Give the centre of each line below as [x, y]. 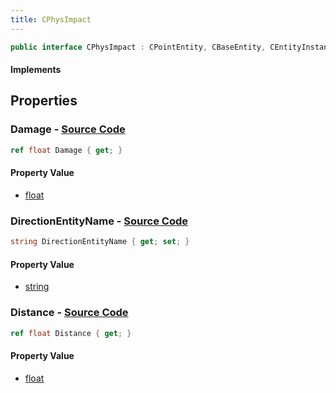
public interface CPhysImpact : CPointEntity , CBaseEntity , [138, 47]
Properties [44, 101]
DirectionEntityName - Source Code [99, 221]
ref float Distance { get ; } [71, 333]
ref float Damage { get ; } [66, 150]
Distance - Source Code [69, 313]
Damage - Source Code [68, 129]
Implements [36, 70]
